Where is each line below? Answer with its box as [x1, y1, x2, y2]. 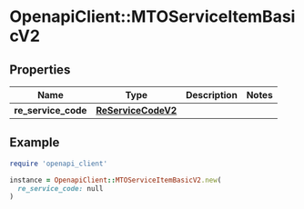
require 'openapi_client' [9, 159, 107, 168]
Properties [9, 62, 71, 77]
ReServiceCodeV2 [95, 104, 177, 116]
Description [185, 89, 238, 101]
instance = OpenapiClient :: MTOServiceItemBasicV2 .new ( [9, 175, 222, 184]
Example [9, 134, 60, 151]
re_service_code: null [17, 184, 104, 193]
